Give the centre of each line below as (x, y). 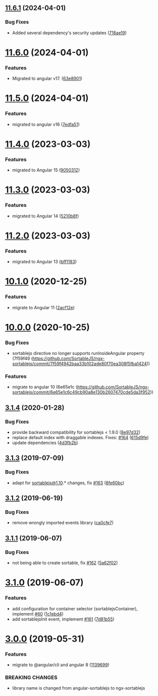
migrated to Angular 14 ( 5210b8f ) (45, 216)
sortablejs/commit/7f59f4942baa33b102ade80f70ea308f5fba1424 (79, 364)
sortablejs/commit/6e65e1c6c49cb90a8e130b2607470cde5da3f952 (81, 392)
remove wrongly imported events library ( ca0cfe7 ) (63, 523)
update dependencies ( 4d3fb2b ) (45, 443)
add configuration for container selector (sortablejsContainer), (75, 609)
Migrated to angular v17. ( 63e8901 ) (47, 78)
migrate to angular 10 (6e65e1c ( (45, 387)
